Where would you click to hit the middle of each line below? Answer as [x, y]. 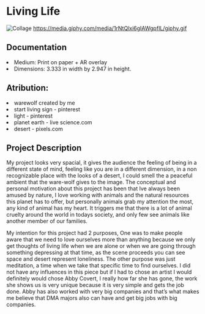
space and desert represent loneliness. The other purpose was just [91, 259]
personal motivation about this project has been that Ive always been [93, 189]
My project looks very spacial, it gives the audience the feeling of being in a [102, 163]
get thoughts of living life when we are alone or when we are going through [101, 246]
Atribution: [28, 88]
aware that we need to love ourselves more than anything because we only [101, 239]
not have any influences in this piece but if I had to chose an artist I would [99, 272]
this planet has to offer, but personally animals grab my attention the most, [100, 202]
